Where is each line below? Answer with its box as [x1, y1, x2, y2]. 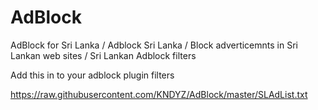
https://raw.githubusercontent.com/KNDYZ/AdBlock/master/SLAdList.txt [10, 88, 308, 100]
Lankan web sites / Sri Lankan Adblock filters [10, 49, 197, 61]
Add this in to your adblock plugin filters [10, 69, 175, 81]
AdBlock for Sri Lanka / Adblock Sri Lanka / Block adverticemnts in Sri [10, 39, 298, 51]
